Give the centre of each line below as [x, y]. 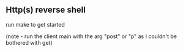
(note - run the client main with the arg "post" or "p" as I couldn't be [91, 36]
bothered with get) [29, 42]
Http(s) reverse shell [46, 10]
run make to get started [35, 24]
